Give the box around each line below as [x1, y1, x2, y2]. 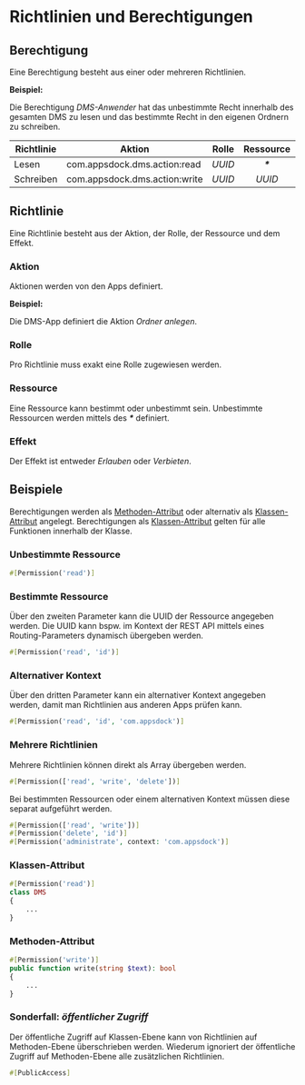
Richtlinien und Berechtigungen [9, 6, 253, 27]
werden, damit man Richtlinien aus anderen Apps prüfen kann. [9, 700, 242, 711]
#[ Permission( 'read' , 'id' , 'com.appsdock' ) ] [9, 717, 184, 726]
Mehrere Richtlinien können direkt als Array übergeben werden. [9, 759, 247, 770]
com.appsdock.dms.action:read [66, 158, 202, 170]
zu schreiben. [9, 121, 61, 132]
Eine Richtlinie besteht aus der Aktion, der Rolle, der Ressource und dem [9, 227, 280, 238]
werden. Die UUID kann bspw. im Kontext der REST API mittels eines [9, 621, 265, 632]
